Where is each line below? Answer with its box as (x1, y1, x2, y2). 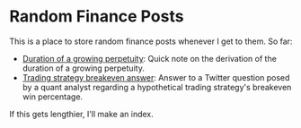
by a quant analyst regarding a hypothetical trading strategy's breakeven (22, 81, 292, 92)
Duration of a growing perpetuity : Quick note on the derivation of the (22, 53, 277, 64)
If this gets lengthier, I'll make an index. (9, 108, 155, 119)
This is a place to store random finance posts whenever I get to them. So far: (9, 36, 293, 47)
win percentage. (22, 91, 84, 102)
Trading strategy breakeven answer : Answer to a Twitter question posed (22, 72, 290, 82)
